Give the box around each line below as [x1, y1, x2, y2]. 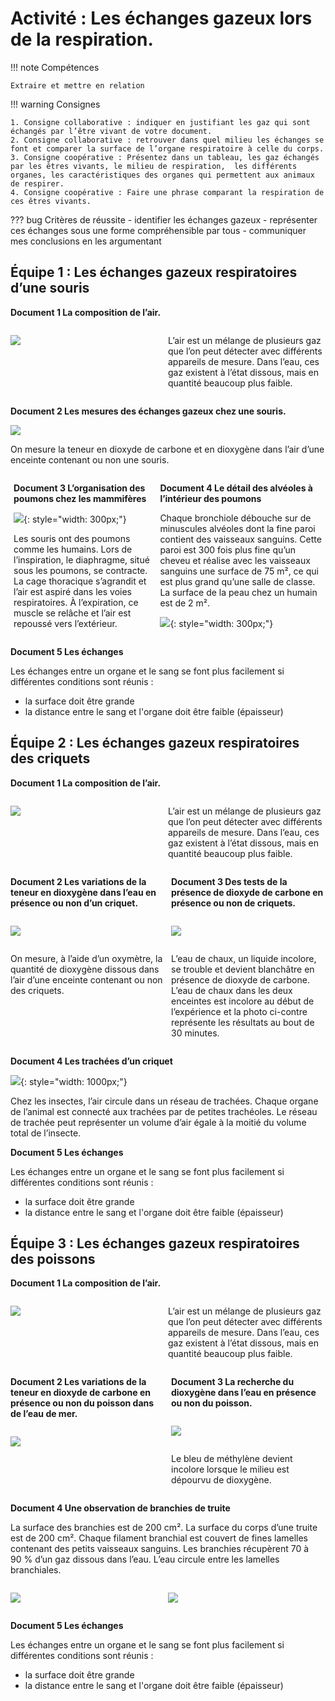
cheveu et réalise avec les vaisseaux [159, 554, 311, 566]
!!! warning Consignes [10, 98, 101, 110]
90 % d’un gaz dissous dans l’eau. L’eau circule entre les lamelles [10, 1553, 280, 1566]
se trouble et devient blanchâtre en [171, 963, 315, 975]
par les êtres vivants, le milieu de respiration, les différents [10, 161, 298, 171]
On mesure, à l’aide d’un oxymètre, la [10, 952, 163, 964]
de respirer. [10, 178, 65, 189]
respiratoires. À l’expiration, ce [13, 596, 139, 608]
